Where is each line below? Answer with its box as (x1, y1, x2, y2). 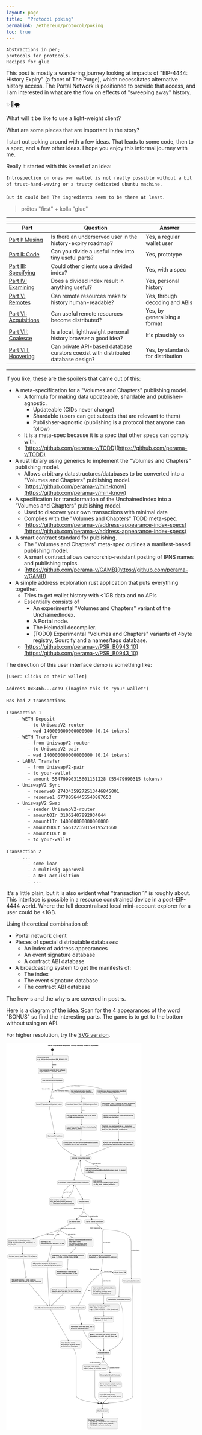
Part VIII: (8, 346, 30, 353)
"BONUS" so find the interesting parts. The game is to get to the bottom (6, 1013, 184, 1020)
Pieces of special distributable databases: (14, 938, 119, 946)
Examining (8, 284, 35, 291)
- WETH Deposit (17, 716, 55, 722)
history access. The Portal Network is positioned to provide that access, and (6, 82, 196, 90)
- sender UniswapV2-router (28, 806, 96, 812)
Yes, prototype (145, 251, 182, 258)
